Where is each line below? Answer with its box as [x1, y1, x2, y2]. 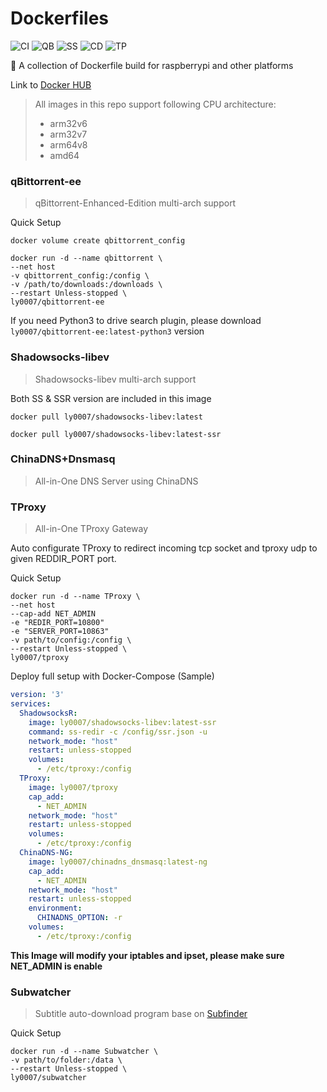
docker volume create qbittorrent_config [10, 236, 186, 246]
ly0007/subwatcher [10, 1073, 87, 1083]
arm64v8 [49, 138, 88, 151]
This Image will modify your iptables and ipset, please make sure [10, 949, 285, 961]
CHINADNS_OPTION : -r [36, 913, 123, 923]
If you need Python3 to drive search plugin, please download [10, 315, 262, 327]
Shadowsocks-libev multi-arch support [34, 373, 197, 385]
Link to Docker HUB [10, 78, 92, 91]
